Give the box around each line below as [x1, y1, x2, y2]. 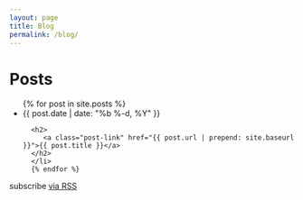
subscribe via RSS [9, 181, 78, 192]
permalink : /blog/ [9, 30, 79, 39]
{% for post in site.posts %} [22, 98, 127, 109]
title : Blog [9, 22, 54, 31]
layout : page [9, 13, 59, 23]
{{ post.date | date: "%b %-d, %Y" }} [22, 108, 161, 119]
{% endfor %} [31, 165, 80, 174]
